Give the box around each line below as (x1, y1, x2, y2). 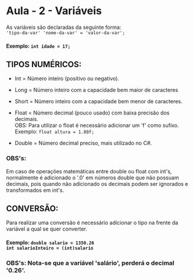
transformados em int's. (6, 186, 64, 193)
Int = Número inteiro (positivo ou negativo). (14, 75, 120, 82)
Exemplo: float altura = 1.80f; (14, 128, 94, 135)
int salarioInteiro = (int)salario (6, 245, 94, 251)
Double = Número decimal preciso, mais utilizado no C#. (14, 140, 152, 147)
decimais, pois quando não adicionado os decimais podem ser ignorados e (6, 180, 189, 187)
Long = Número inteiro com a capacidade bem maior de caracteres (14, 87, 179, 94)
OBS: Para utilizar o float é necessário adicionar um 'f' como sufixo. (14, 122, 179, 129)
